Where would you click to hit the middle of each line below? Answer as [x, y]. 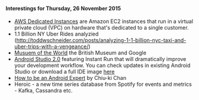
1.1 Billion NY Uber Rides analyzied [56, 34]
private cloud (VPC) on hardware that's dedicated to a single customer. [101, 28]
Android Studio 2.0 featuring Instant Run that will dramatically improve [100, 59]
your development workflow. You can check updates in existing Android [102, 66]
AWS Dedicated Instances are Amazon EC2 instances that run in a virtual [104, 21]
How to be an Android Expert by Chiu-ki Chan [70, 78]
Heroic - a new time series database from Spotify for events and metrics [103, 84]
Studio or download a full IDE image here [64, 72]
